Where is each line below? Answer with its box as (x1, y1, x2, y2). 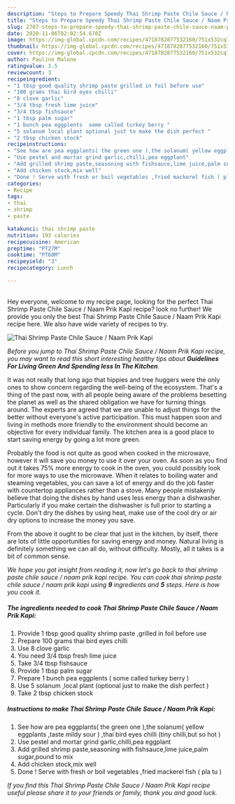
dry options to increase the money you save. (7, 515, 136, 524)
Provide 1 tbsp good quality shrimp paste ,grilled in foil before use (17, 629, 207, 638)
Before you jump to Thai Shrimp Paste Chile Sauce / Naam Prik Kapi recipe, (7, 347, 226, 355)
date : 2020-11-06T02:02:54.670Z (7, 29, 101, 37)
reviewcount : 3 (7, 69, 52, 76)
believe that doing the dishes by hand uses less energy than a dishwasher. (7, 493, 222, 502)
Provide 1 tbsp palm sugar (17, 666, 93, 675)
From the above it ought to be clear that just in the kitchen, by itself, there (7, 529, 218, 538)
